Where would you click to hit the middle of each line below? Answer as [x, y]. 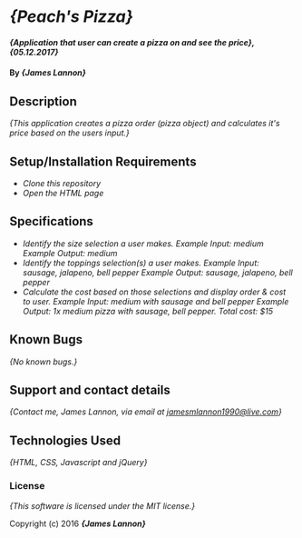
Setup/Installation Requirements [103, 161]
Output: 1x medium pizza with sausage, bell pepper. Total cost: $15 [148, 311]
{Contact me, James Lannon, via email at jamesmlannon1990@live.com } [146, 412]
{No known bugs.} [44, 362]
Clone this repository [62, 183]
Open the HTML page [63, 193]
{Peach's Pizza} [72, 17]
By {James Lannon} [48, 73]
